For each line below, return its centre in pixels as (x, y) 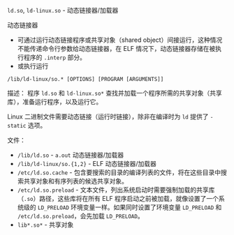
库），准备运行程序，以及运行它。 (55, 102)
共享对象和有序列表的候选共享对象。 (75, 181)
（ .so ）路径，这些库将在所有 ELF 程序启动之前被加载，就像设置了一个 (118, 198)
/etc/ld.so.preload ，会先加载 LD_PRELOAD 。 (81, 216)
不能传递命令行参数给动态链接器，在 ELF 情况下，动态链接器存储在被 (116, 48)
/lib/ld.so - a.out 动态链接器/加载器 (71, 155)
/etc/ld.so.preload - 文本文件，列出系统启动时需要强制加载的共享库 (116, 190)
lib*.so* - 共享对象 (45, 225)
